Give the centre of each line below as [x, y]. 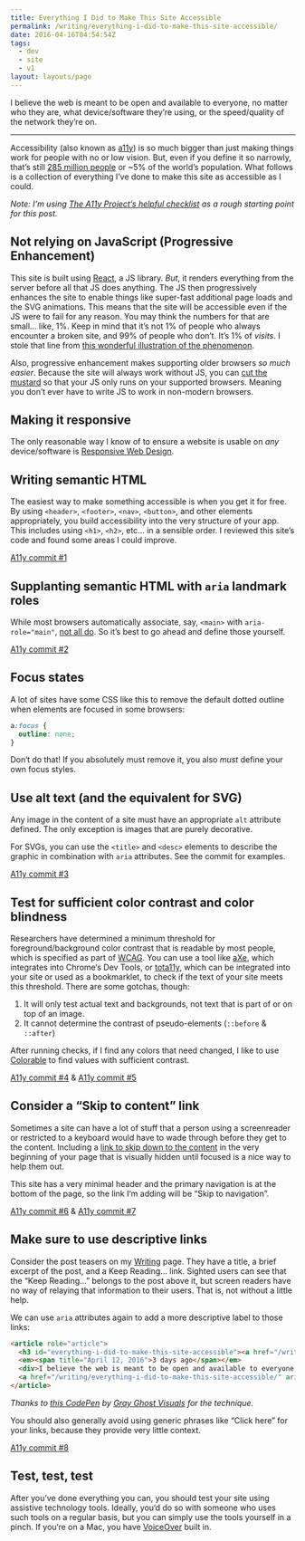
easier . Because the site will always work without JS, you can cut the [139, 372]
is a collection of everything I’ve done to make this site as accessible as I [146, 177]
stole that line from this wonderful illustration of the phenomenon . [133, 345]
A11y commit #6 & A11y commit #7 [73, 1211]
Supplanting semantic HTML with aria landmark [149, 586]
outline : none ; [47, 734]
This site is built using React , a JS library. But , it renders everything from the [152, 278]
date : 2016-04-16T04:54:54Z [63, 34]
